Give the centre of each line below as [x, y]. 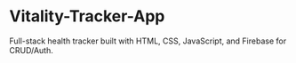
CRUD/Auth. [31, 50]
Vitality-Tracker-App [87, 16]
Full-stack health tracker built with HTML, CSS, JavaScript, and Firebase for [148, 41]
